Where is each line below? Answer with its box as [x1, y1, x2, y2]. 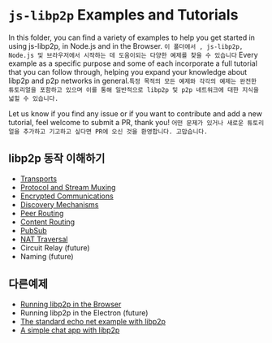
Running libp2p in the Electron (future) [19, 307, 149, 318]
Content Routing [19, 217, 76, 227]
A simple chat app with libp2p [19, 325, 120, 335]
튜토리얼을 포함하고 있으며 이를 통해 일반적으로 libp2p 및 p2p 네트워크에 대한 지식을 [8, 85, 260, 94]
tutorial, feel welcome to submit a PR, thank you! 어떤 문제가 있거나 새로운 [8, 117, 244, 127]
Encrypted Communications [19, 191, 114, 201]
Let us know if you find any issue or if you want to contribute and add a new [8, 108, 262, 119]
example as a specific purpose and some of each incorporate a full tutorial [8, 59, 258, 68]
